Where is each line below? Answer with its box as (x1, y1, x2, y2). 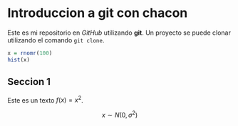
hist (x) (7, 56, 31, 63)
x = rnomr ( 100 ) (7, 50, 53, 57)
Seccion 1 (7, 76, 51, 88)
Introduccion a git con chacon (7, 5, 188, 21)
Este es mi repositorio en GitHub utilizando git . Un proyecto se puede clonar (7, 28, 232, 37)
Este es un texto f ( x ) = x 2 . (7, 94, 83, 104)
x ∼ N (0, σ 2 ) (101, 110, 138, 119)
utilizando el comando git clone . (7, 35, 105, 44)
